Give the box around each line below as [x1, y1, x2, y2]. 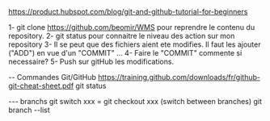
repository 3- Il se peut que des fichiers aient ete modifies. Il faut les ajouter [8, 40, 261, 49]
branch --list [8, 105, 50, 115]
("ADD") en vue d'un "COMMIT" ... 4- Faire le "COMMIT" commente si [8, 48, 243, 57]
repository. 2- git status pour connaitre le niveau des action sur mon [8, 31, 235, 40]
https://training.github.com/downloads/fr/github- [98, 73, 261, 81]
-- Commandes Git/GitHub [8, 73, 97, 81]
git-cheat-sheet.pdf [8, 81, 74, 90]
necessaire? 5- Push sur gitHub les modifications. [8, 56, 175, 66]
